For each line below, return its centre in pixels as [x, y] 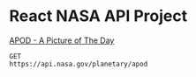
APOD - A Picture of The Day [62, 40]
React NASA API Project [98, 16]
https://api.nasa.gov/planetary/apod [79, 64]
